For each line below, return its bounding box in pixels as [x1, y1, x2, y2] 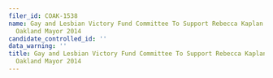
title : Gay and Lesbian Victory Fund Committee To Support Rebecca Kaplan [8, 50, 267, 58]
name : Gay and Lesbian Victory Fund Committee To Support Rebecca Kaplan [8, 19, 264, 28]
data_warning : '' [8, 42, 67, 50]
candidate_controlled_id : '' [8, 34, 107, 43]
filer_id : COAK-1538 [8, 11, 79, 20]
